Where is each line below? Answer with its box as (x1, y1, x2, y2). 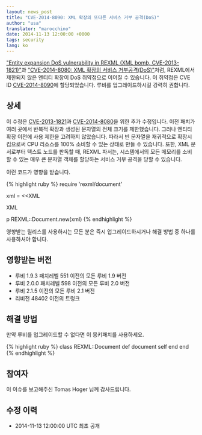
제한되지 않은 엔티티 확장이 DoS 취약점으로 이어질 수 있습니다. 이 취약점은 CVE (6, 74, 191, 81)
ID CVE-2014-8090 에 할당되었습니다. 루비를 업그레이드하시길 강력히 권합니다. (6, 81, 191, 88)
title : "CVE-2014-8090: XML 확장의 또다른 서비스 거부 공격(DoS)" (6, 14, 160, 21)
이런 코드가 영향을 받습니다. (6, 168, 71, 176)
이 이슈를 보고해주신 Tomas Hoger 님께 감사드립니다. (6, 386, 131, 393)
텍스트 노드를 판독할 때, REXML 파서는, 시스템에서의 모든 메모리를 (26, 148, 182, 155)
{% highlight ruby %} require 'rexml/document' (6, 180, 123, 188)
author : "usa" (6, 20, 42, 26)
